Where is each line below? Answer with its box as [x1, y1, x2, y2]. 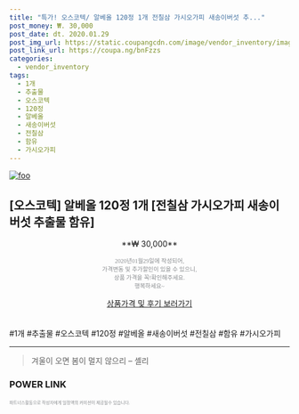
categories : [9, 54, 53, 63]
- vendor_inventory [17, 63, 90, 72]
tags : [9, 71, 29, 80]
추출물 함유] [33, 215, 95, 230]
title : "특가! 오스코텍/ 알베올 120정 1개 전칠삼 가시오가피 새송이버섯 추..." [9, 12, 265, 22]
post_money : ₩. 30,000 [9, 21, 93, 30]
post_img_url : [9, 37, 62, 47]
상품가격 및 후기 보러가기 [106, 298, 193, 309]
